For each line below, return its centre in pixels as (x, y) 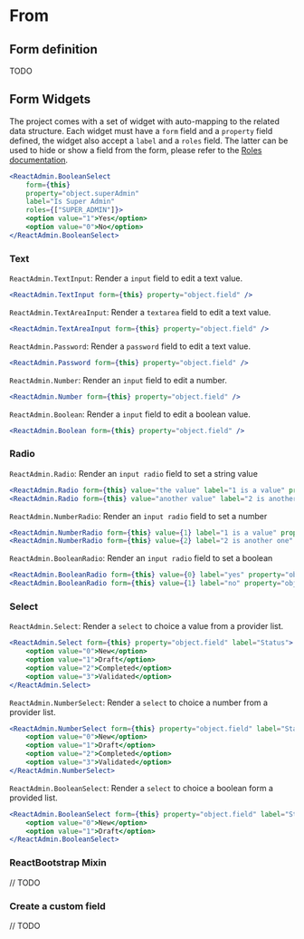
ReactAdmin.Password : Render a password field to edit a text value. (130, 346)
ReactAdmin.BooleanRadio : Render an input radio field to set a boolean (141, 558)
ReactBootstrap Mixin (58, 863)
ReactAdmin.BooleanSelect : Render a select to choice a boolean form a (142, 788)
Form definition (53, 49)
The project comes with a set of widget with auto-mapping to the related (145, 121)
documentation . (39, 160)
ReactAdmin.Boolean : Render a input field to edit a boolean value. (130, 414)
